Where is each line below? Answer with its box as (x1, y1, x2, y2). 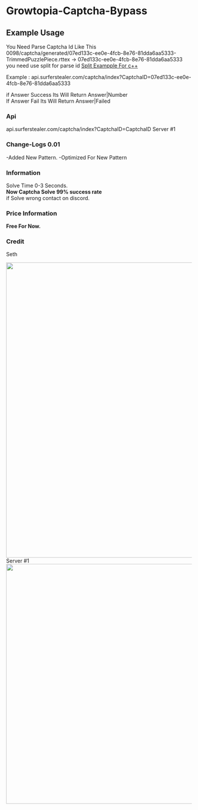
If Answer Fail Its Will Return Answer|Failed (6, 97, 111, 104)
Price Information (6, 209, 57, 217)
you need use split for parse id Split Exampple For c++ (6, 62, 138, 69)
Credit (6, 237, 25, 246)
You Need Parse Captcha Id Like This (6, 43, 97, 50)
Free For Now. (6, 223, 41, 230)
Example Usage (6, 28, 65, 38)
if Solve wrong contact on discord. (6, 194, 90, 201)
